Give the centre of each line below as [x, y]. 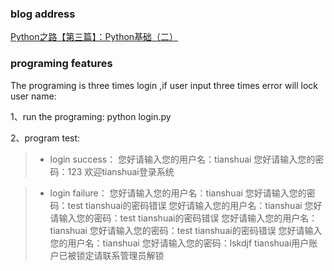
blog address [43, 14]
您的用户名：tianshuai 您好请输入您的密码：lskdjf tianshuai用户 [179, 243]
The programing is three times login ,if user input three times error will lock [164, 85]
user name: [33, 96]
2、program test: [45, 138]
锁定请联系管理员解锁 [120, 255]
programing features [61, 64]
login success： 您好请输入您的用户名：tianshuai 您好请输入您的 [182, 159]
